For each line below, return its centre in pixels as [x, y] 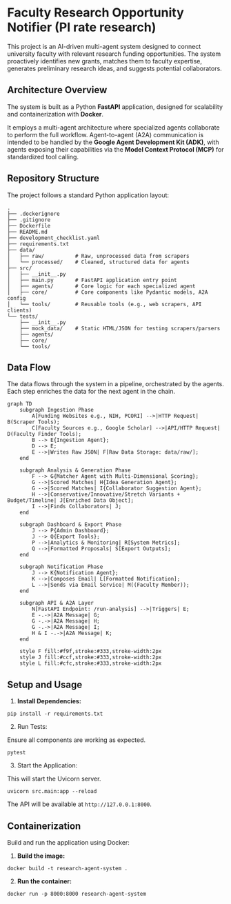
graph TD [20, 404]
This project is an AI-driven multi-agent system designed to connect [104, 46]
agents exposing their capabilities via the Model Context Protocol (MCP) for [115, 149]
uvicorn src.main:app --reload [52, 792]
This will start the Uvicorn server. [54, 779]
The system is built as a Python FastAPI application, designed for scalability [115, 107]
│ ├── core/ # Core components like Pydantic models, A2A [108, 292]
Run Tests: [32, 727]
